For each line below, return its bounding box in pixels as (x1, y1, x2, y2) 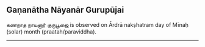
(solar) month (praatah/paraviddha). (6, 27, 96, 35)
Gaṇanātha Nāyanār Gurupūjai (6, 5, 124, 15)
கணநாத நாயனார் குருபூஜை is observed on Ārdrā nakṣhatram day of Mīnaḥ (6, 21, 189, 28)
